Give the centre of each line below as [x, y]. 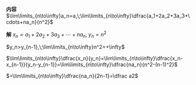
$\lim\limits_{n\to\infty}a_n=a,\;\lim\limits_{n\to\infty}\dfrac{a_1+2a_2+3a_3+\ [98, 16]
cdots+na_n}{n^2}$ [30, 22]
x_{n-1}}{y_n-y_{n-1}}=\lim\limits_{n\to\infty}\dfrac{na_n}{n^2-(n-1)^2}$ [92, 64]
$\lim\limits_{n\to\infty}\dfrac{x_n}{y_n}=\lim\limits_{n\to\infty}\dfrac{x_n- [95, 59]
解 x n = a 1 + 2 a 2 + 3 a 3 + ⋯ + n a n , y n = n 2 [57, 35]
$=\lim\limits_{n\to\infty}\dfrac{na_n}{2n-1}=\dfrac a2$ [72, 76]
